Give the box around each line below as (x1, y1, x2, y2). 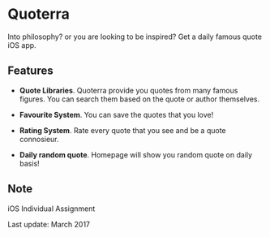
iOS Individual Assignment (7, 204, 96, 213)
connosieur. (19, 134, 59, 144)
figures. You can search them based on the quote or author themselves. (19, 94, 260, 104)
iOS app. (7, 40, 37, 50)
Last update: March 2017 (7, 219, 91, 229)
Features (7, 64, 54, 78)
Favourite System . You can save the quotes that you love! (19, 110, 214, 119)
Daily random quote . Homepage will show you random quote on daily (19, 149, 253, 159)
